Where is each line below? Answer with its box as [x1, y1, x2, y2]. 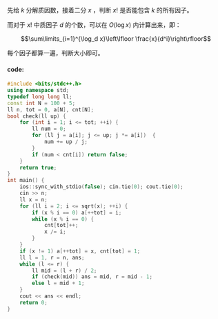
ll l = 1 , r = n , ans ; [19, 254, 85, 261]
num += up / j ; [43, 138, 88, 145]
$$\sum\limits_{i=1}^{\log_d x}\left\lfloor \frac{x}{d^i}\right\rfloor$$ [20, 35, 212, 43]
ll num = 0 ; [32, 125, 67, 133]
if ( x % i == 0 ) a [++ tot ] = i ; [32, 209, 122, 216]
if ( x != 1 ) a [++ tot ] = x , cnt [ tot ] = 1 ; [19, 248, 141, 255]
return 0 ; [19, 299, 48, 306]
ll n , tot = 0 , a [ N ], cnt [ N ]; [7, 106, 95, 113]
